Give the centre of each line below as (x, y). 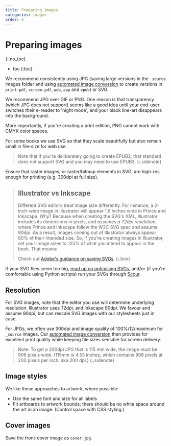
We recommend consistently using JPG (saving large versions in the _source (86, 79)
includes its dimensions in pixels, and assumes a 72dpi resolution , (87, 222)
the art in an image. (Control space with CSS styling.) (68, 409)
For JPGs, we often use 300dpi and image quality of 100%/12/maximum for (84, 328)
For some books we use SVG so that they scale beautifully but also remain (83, 141)
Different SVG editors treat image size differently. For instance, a (86, 205)
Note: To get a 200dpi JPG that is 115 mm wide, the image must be (88, 349)
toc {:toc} (23, 69)
